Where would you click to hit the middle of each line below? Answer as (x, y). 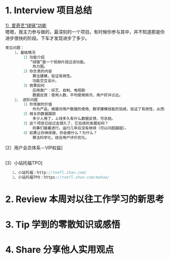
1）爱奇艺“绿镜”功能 (26, 25)
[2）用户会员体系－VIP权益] (34, 148)
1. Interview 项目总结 (49, 10)
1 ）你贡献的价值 (38, 105)
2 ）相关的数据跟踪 (40, 114)
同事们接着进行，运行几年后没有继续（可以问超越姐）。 (80, 128)
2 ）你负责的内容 (38, 72)
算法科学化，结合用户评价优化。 (61, 138)
